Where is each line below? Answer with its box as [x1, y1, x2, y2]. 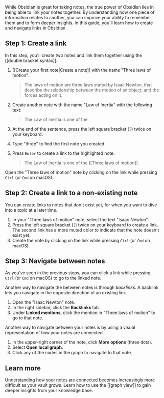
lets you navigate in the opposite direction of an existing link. [5, 290, 127, 296]
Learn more [5, 364, 41, 372]
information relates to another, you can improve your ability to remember [5, 15, 151, 20]
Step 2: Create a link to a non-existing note [5, 189, 138, 197]
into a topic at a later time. [5, 207, 58, 213]
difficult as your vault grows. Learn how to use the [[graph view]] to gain [5, 382, 151, 388]
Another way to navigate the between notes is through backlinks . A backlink [5, 284, 159, 290]
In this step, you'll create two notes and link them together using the [5, 52, 142, 58]
